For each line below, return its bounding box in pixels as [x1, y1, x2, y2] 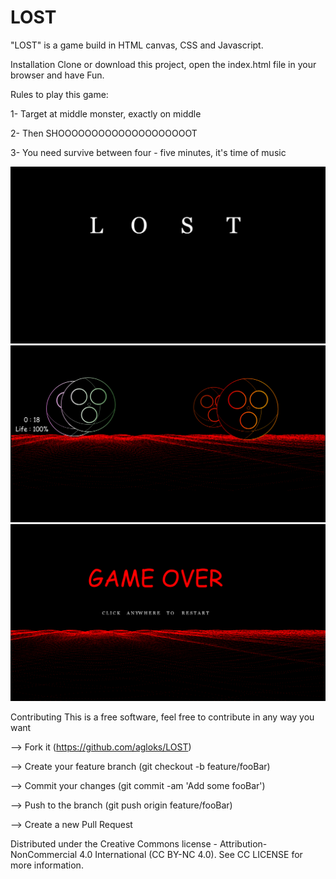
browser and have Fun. [10, 69, 105, 81]
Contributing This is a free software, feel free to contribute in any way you [10, 711, 315, 723]
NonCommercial [10, 848, 78, 860]
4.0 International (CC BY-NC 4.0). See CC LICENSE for [79, 848, 303, 860]
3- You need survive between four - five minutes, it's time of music [10, 146, 287, 158]
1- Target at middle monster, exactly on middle [10, 107, 202, 120]
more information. [10, 859, 84, 871]
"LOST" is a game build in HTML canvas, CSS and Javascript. [10, 39, 264, 51]
